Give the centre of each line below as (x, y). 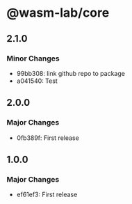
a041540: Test (37, 81)
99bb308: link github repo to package (71, 73)
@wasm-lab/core (58, 13)
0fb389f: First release (48, 138)
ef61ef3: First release (47, 195)
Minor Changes (33, 58)
